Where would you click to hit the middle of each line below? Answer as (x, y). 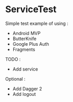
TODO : (13, 59)
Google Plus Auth (31, 44)
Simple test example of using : (37, 23)
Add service (25, 69)
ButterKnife (24, 39)
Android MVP (26, 33)
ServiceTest (31, 9)
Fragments (24, 49)
